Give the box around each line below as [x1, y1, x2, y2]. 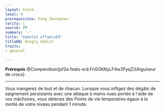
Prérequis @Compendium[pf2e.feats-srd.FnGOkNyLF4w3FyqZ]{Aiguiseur [5, 66, 156, 72]
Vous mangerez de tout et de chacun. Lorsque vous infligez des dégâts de [5, 85, 156, 91]
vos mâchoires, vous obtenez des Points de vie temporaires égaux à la [5, 96, 148, 102]
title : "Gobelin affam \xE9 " [5, 35, 63, 40]
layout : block [5, 7, 34, 12]
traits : [5, 44, 21, 49]
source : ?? [5, 26, 27, 30]
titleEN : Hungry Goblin [5, 39, 54, 44]
